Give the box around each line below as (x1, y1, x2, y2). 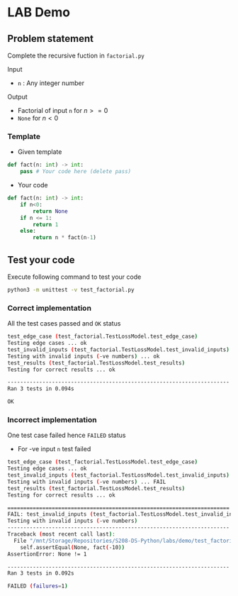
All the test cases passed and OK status (7, 319, 121, 328)
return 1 (33, 221, 59, 228)
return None (33, 207, 69, 215)
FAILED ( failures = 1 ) (7, 583, 69, 590)
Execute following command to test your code (7, 272, 142, 281)
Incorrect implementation (7, 414, 97, 424)
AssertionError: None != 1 (7, 551, 87, 558)
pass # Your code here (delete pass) (20, 168, 132, 175)
